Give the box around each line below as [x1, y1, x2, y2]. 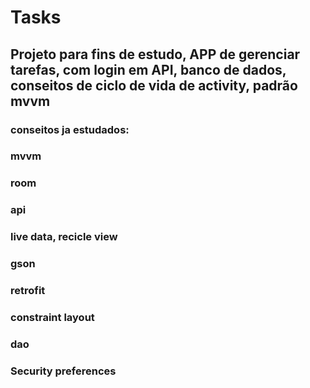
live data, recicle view [10, 230, 118, 244]
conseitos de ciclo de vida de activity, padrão [10, 77, 298, 94]
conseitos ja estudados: [10, 122, 130, 136]
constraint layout [10, 310, 95, 324]
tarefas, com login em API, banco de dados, [10, 61, 287, 78]
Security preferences [10, 364, 117, 378]
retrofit [10, 284, 46, 298]
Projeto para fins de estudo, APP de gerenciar [10, 46, 301, 63]
